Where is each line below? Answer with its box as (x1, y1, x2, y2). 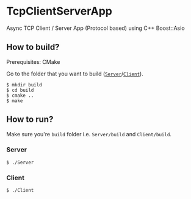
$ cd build (6, 87, 34, 93)
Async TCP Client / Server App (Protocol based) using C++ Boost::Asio (6, 24, 185, 32)
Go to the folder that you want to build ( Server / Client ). (6, 70, 143, 77)
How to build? (6, 42, 60, 52)
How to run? (6, 114, 54, 125)
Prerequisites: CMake (6, 58, 60, 65)
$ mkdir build (6, 82, 43, 88)
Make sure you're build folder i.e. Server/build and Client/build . (6, 130, 172, 138)
